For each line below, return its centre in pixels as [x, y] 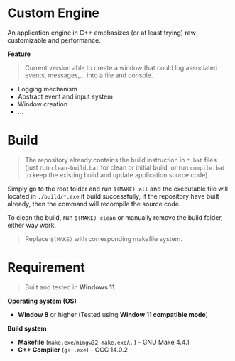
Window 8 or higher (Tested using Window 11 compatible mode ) [113, 314]
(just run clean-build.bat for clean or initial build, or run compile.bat [125, 167]
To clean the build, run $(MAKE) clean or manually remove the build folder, [115, 217]
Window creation [43, 104]
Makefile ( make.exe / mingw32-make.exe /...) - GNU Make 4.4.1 [103, 342]
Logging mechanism [48, 89]
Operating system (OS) [42, 301]
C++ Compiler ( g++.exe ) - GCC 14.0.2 [73, 350]
